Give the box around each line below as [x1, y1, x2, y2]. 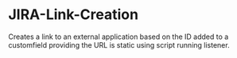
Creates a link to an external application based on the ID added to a [8, 32, 229, 41]
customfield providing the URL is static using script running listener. [8, 40, 230, 49]
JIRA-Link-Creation [8, 6, 139, 24]
